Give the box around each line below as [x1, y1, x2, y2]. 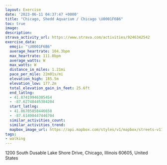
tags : [5, 132, 16, 137]
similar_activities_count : [9, 117, 66, 123]
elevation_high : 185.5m [9, 76, 59, 81]
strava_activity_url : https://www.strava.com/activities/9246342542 [5, 35, 150, 40]
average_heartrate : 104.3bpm [9, 49, 70, 54]
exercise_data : [5, 40, 37, 45]
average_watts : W [9, 58, 46, 63]
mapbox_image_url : [9, 127, 48, 132]
